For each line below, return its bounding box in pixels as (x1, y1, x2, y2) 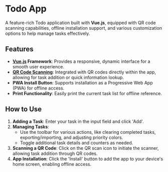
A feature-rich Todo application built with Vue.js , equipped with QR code (5, 20, 156, 26)
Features (5, 45, 34, 53)
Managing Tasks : (12, 124, 49, 130)
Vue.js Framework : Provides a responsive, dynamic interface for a (12, 58, 150, 64)
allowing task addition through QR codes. (12, 150, 98, 156)
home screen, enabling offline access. (12, 161, 92, 167)
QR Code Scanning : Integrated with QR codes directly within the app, (12, 69, 156, 75)
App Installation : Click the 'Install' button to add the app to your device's (12, 155, 163, 161)
